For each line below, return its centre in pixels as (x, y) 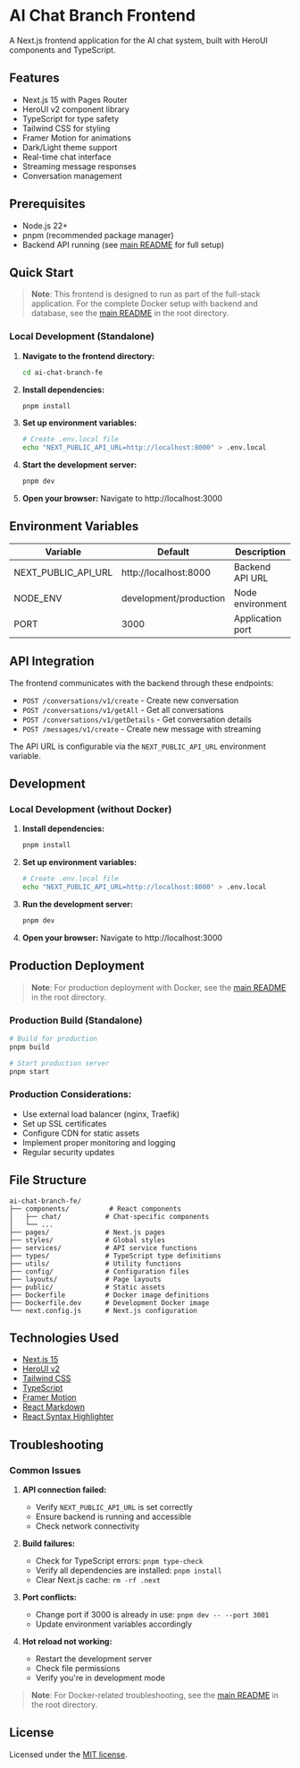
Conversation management (72, 176)
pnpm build (29, 1047)
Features (34, 78)
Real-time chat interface (67, 157)
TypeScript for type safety (71, 118)
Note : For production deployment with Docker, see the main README (158, 987)
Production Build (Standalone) (76, 1020)
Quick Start (42, 273)
